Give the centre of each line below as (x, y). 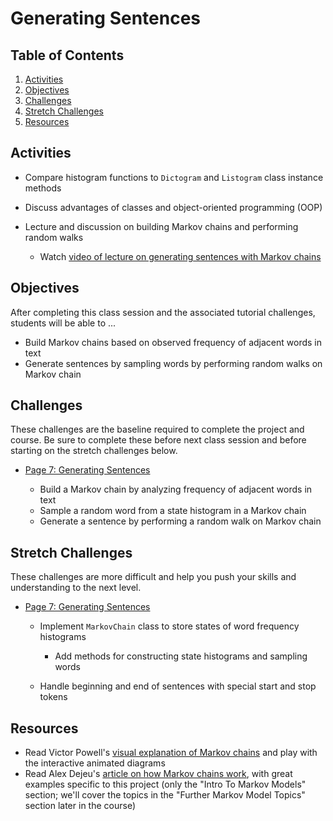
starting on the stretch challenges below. (94, 451)
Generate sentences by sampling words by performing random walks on (173, 363)
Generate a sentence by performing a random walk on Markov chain (180, 521)
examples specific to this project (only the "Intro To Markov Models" (165, 784)
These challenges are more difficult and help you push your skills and (153, 577)
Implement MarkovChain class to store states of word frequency (169, 626)
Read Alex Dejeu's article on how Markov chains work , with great (158, 774)
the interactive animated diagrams (95, 763)
